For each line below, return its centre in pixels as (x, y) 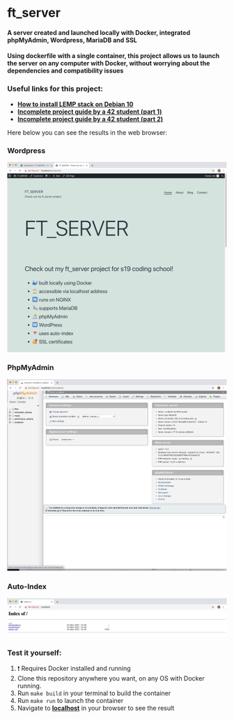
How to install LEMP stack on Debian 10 (75, 104)
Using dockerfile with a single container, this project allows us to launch (114, 56)
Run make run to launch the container (70, 701)
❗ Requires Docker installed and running (74, 669)
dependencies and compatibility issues (65, 71)
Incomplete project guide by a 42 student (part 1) (89, 111)
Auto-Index (27, 586)
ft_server (34, 13)
